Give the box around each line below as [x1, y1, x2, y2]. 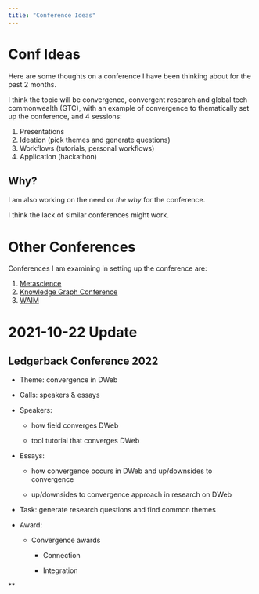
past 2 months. [8, 79, 57, 89]
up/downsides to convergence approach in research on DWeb [31, 490, 232, 499]
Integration [42, 566, 78, 575]
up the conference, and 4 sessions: [8, 111, 123, 121]
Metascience [19, 279, 62, 289]
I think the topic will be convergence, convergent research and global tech [8, 95, 248, 104]
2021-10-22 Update [8, 323, 138, 341]
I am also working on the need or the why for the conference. [8, 195, 206, 205]
